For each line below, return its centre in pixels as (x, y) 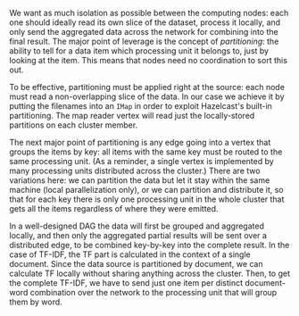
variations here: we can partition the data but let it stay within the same (140, 180)
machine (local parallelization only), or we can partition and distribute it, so (146, 190)
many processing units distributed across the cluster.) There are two (135, 170)
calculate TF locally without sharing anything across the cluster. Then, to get (150, 273)
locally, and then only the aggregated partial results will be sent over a (138, 235)
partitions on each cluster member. (74, 125)
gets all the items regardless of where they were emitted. (114, 208)
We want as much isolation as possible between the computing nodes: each (149, 13)
